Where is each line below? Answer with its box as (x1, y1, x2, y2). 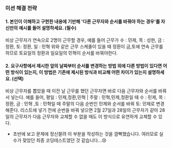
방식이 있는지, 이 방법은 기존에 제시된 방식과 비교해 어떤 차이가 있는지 (10, 69, 147, 75)
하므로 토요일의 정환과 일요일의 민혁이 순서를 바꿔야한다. (5, 50, 118, 56)
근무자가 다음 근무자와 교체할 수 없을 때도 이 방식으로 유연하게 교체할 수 (14, 114, 158, 120)
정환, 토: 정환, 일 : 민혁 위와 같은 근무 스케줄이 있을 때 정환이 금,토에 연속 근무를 (5, 44, 163, 50)
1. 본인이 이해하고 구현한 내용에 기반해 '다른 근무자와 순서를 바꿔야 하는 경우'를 (5, 18, 160, 24)
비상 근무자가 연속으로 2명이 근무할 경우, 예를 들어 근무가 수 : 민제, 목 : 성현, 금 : (5, 37, 165, 43)
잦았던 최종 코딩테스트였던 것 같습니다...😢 (22, 137, 107, 143)
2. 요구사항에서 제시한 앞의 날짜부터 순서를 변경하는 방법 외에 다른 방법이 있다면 (5, 63, 162, 69)
